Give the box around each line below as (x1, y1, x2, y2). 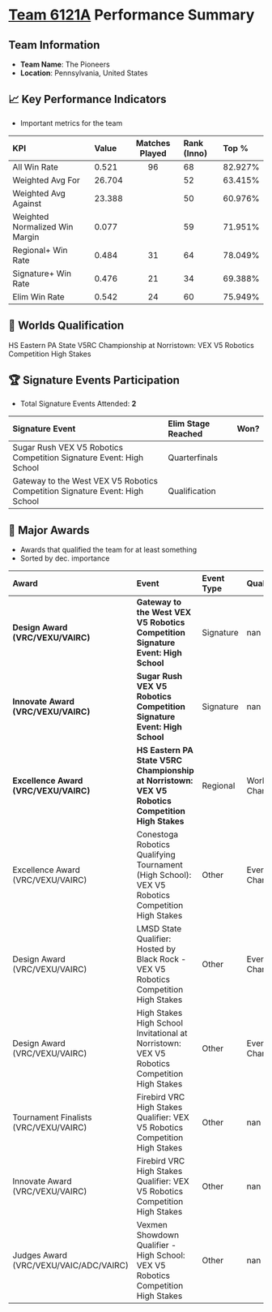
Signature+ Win (12, 268, 71, 279)
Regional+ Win (12, 244, 68, 256)
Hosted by (136, 944, 176, 955)
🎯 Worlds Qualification (8, 319, 125, 333)
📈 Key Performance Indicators (8, 92, 168, 106)
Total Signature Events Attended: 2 (19, 399, 137, 409)
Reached (168, 428, 203, 440)
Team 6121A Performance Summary (8, 6, 255, 24)
